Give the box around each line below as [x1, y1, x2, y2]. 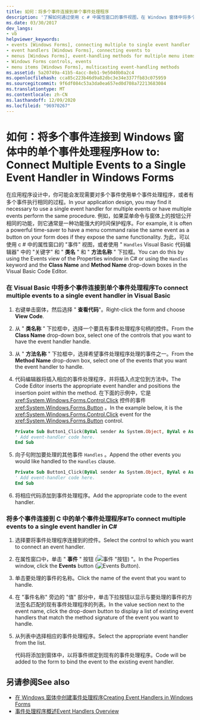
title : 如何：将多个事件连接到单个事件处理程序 [6, 8, 110, 15]
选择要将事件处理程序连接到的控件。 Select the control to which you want [14, 537, 193, 544]
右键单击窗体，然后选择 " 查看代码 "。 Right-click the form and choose [14, 306, 186, 313]
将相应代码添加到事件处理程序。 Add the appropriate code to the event [14, 492, 187, 499]
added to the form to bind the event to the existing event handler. [14, 658, 174, 665]
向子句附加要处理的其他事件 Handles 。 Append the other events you [14, 451, 182, 458]
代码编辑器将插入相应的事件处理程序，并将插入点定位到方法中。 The [14, 375, 182, 383]
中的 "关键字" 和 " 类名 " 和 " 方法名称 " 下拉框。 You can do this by [20, 248, 184, 256]
